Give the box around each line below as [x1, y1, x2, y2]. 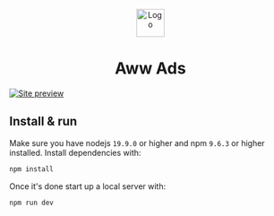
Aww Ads [115, 58, 186, 79]
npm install [9, 164, 54, 174]
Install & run [9, 114, 78, 129]
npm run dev [9, 198, 54, 207]
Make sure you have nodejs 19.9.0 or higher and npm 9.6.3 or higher [9, 137, 266, 148]
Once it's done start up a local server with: [9, 180, 167, 192]
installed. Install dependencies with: [9, 147, 141, 158]
